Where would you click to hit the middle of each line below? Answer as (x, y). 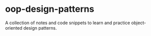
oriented (14, 28)
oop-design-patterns (50, 9)
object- (139, 23)
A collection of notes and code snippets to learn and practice (68, 23)
